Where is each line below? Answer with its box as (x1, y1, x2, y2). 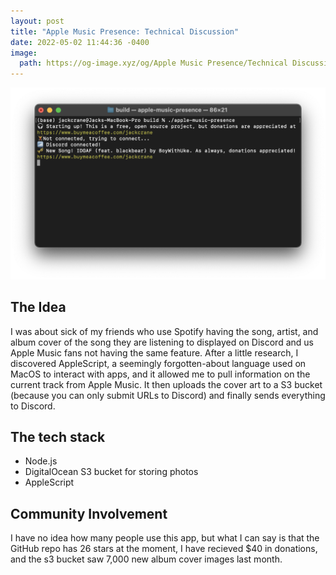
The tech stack (10, 428, 106, 445)
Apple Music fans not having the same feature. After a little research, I (10, 346, 299, 359)
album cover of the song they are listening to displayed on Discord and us (10, 336, 314, 348)
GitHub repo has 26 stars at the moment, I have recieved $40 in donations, (10, 543, 318, 555)
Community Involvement (10, 505, 168, 522)
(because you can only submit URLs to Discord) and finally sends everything (10, 389, 326, 401)
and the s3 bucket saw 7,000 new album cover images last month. (10, 553, 283, 565)
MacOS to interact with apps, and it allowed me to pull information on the (10, 368, 311, 380)
